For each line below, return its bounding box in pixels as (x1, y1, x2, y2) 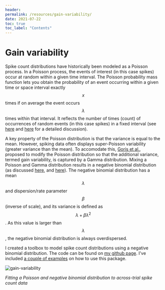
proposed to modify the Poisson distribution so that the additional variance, (5, 152, 159, 158)
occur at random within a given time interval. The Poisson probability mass (5, 74, 158, 80)
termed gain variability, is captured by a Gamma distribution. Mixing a (5, 157, 147, 163)
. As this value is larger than (5, 220, 62, 226)
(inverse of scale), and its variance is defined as (5, 204, 103, 210)
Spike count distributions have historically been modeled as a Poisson (5, 63, 148, 69)
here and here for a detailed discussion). (5, 126, 88, 132)
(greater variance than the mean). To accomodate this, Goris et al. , (5, 146, 141, 152)
